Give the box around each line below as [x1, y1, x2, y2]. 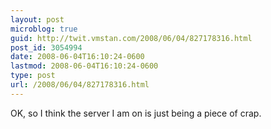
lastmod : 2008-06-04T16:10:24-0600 [10, 61, 159, 71]
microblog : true [10, 24, 78, 34]
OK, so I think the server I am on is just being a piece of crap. [10, 107, 262, 119]
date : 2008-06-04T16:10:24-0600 [10, 52, 145, 62]
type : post [10, 71, 56, 81]
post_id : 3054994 [10, 42, 83, 53]
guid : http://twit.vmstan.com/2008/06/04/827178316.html [10, 33, 253, 43]
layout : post [10, 14, 65, 25]
